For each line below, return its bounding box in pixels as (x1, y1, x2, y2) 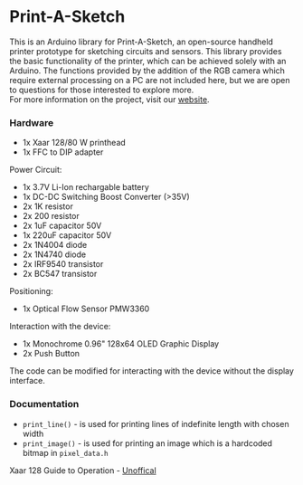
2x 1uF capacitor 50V (22, 220, 102, 232)
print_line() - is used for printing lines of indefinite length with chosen (22, 418, 289, 429)
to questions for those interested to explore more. (9, 84, 194, 95)
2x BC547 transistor (22, 269, 98, 280)
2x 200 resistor (22, 211, 80, 222)
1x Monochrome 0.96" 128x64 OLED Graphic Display (22, 338, 220, 349)
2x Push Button (22, 348, 80, 359)
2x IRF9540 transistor (22, 259, 104, 270)
